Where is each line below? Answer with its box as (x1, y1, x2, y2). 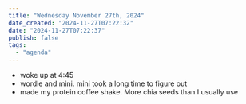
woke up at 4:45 (19, 71, 74, 79)
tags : (8, 41, 26, 49)
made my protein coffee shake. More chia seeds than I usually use (19, 87, 238, 96)
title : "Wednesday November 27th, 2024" (8, 11, 145, 20)
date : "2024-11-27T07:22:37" (8, 26, 105, 34)
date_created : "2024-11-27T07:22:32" (8, 19, 134, 27)
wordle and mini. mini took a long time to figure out (19, 79, 188, 88)
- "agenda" (15, 48, 52, 56)
